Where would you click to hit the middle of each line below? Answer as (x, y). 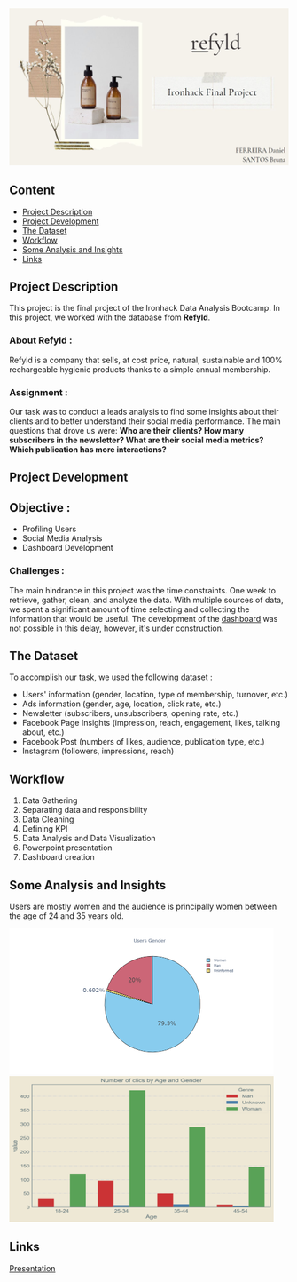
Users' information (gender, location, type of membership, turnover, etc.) (155, 695)
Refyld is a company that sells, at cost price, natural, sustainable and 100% (146, 360)
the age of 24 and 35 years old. (66, 916)
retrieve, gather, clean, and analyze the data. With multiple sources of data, (146, 600)
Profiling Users (49, 529)
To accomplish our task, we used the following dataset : (111, 677)
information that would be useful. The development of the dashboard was (144, 618)
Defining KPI (45, 829)
